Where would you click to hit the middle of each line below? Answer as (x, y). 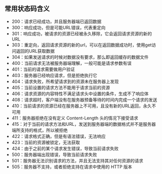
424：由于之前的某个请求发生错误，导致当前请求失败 (65, 148)
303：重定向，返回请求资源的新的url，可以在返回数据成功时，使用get (82, 45)
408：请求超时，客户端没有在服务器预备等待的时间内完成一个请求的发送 (84, 99)
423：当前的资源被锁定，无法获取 (46, 142)
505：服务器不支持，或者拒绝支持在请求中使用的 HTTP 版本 (72, 167)
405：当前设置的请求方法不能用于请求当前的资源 (61, 87)
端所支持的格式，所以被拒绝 (40, 130)
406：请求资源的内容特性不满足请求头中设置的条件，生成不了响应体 (80, 94)
